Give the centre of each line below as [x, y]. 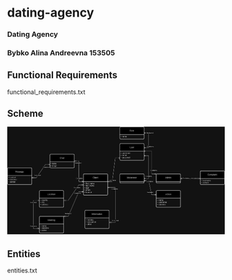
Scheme [25, 114]
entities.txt [22, 270]
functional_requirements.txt [46, 92]
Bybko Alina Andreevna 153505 [61, 53]
